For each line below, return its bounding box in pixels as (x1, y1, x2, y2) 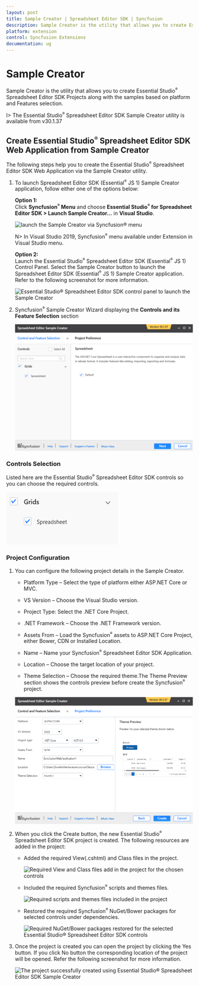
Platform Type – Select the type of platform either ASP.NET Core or (23, 579, 188, 586)
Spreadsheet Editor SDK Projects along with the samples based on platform (6, 93, 191, 100)
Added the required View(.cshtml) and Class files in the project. (23, 855, 179, 862)
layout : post (6, 9, 38, 15)
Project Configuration (6, 554, 70, 562)
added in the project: (14, 843, 66, 850)
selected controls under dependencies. (23, 914, 120, 921)
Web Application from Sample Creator (6, 145, 150, 155)
